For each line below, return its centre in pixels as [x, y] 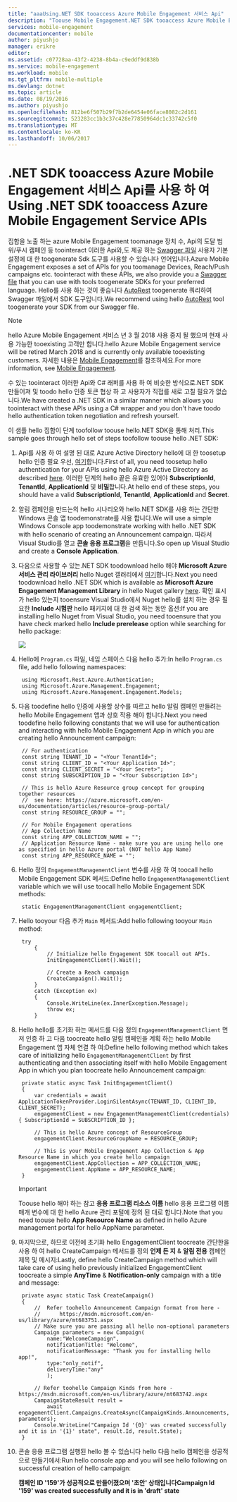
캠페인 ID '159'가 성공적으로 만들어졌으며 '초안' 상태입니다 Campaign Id [116, 1483]
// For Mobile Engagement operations [77, 825]
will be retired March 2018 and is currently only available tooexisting [107, 352]
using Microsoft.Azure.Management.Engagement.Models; [102, 692]
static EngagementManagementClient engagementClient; [102, 907]
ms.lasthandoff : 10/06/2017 [49, 138]
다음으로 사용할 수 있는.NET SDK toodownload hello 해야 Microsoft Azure [122, 566]
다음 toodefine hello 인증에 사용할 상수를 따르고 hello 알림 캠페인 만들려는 [120, 707]
